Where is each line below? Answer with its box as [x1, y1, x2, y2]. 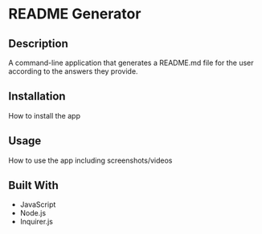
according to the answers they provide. [8, 67, 138, 76]
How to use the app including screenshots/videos [8, 155, 173, 165]
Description [8, 37, 68, 50]
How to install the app [8, 111, 80, 120]
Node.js [19, 208, 47, 218]
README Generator [8, 5, 141, 23]
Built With [8, 179, 59, 192]
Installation [8, 90, 66, 103]
